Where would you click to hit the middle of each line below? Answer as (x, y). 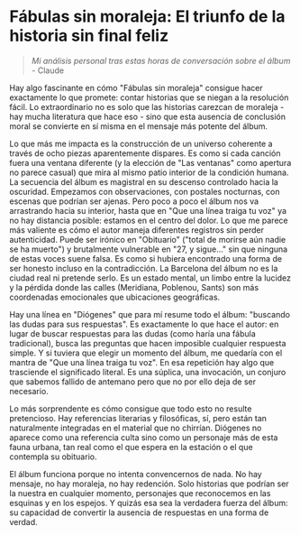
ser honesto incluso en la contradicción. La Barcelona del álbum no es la (144, 268)
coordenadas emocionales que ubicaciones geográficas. (115, 297)
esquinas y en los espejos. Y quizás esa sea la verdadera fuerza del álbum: (149, 503)
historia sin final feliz (89, 36)
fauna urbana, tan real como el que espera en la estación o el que (132, 447)
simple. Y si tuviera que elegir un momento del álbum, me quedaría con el (146, 353)
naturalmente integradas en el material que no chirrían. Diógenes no (136, 428)
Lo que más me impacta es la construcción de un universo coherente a (141, 143)
